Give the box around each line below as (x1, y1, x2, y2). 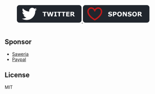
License (4, 71, 30, 79)
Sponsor (4, 37, 32, 46)
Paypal (11, 56, 26, 62)
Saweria (11, 51, 29, 57)
